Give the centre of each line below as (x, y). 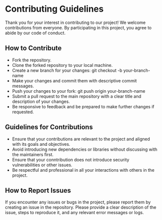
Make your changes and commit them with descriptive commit (74, 80)
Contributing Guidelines (54, 9)
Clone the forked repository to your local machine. (62, 65)
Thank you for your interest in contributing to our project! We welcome (75, 22)
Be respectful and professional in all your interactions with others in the (83, 170)
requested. (23, 112)
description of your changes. (41, 101)
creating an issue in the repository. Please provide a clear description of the (81, 207)
